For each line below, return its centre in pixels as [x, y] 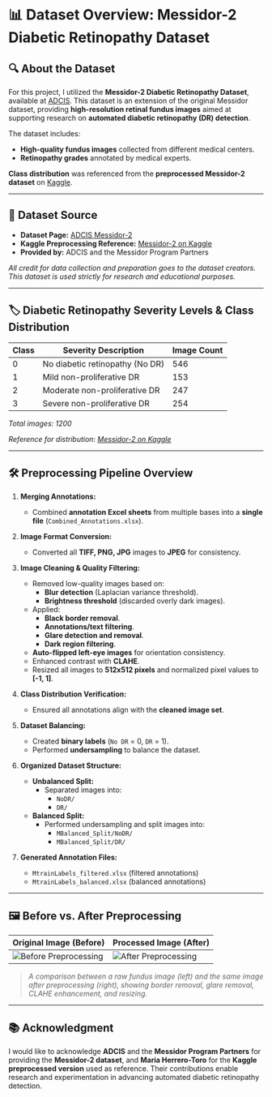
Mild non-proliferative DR [91, 377]
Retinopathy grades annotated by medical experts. [106, 158]
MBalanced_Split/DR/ [91, 842]
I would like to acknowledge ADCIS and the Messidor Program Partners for [135, 1052]
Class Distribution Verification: [73, 694]
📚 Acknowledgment [61, 1028]
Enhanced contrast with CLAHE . [86, 662]
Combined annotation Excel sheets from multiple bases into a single [147, 512]
